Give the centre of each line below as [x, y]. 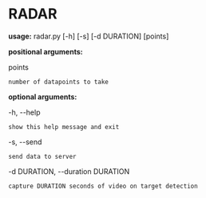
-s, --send [25, 142]
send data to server [43, 156]
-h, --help [24, 112]
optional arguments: [43, 96]
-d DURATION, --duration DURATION [69, 171]
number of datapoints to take [59, 82]
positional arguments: [46, 51]
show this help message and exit [64, 127]
